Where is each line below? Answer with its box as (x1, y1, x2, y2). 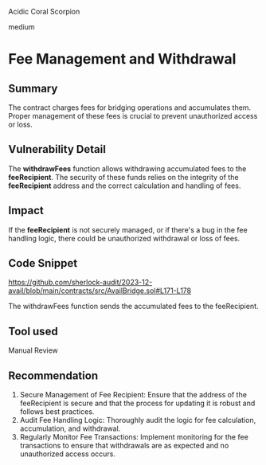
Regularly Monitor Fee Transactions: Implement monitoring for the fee (19, 432, 248, 442)
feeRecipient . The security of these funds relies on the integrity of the (8, 172, 239, 182)
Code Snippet (8, 256, 78, 270)
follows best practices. (19, 407, 95, 416)
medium (8, 22, 35, 31)
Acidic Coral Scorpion (8, 7, 80, 16)
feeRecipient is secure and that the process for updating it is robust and (19, 398, 256, 408)
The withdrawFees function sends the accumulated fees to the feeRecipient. (8, 302, 259, 311)
